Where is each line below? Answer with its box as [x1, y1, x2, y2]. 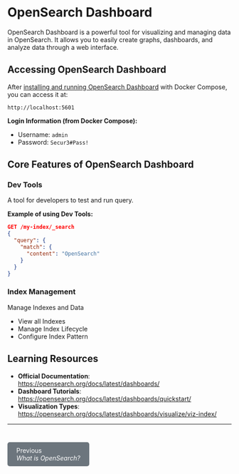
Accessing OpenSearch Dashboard [7, 63, 167, 76]
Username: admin [17, 130, 68, 139]
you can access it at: [7, 90, 68, 98]
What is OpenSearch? [16, 453, 80, 462]
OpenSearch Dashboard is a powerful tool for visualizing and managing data [7, 28, 231, 36]
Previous [16, 446, 43, 455]
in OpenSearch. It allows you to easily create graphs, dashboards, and [7, 35, 213, 43]
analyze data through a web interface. [7, 43, 119, 51]
